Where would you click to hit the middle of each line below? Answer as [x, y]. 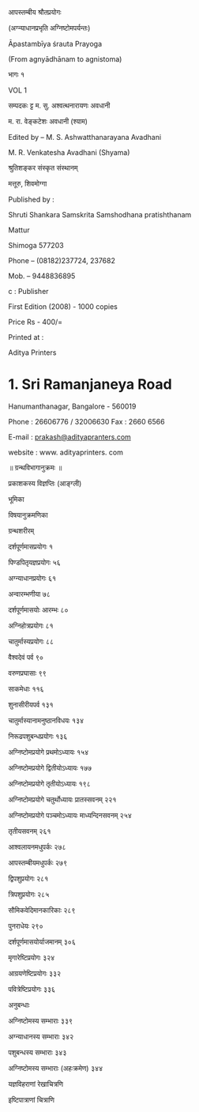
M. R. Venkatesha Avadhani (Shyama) [69, 153]
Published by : [32, 199]
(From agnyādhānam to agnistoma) [65, 59]
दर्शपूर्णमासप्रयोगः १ [31, 546]
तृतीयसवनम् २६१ [30, 831]
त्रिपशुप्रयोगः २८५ [29, 894]
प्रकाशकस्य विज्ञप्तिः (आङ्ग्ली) [45, 483]
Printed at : [26, 337]
